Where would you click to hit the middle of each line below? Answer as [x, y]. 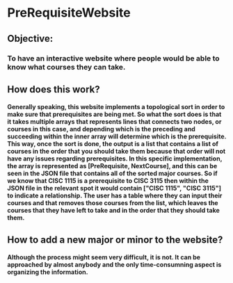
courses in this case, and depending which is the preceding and [102, 129]
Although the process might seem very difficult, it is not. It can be [104, 257]
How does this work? [54, 89]
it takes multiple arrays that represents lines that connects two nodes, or [114, 122]
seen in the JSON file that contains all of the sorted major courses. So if [112, 173]
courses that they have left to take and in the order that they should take [114, 211]
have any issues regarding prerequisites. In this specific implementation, [115, 159]
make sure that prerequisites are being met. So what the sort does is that [114, 114]
